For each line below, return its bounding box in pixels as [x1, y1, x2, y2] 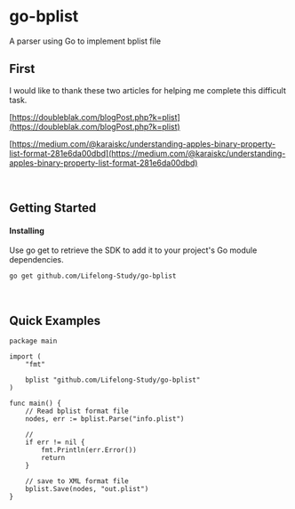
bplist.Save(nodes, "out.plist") [25, 485, 149, 494]
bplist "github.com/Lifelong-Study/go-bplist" [25, 376, 201, 384]
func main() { [9, 399, 62, 408]
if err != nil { [25, 438, 86, 447]
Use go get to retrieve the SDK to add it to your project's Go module [9, 245, 258, 255]
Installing [9, 225, 44, 236]
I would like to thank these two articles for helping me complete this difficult [9, 85, 286, 95]
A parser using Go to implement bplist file [9, 36, 162, 46]
